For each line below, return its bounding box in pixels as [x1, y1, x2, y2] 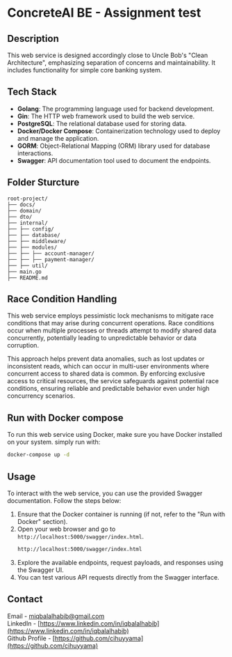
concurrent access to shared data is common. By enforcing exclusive [7, 369, 206, 378]
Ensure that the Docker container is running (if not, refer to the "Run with [17, 510, 226, 518]
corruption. [7, 341, 40, 350]
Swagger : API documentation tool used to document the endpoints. [17, 156, 211, 164]
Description [7, 33, 59, 45]
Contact [7, 594, 43, 605]
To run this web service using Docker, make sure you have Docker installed [7, 431, 222, 439]
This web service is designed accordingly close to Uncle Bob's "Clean [7, 51, 208, 59]
